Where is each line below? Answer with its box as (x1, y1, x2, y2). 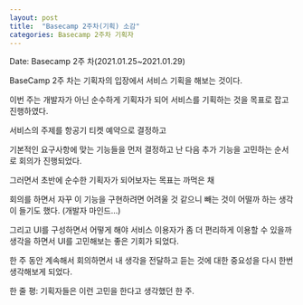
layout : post (9, 13, 59, 23)
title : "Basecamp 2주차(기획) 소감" (9, 22, 140, 31)
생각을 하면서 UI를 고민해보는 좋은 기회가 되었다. (9, 236, 179, 247)
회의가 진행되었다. (18, 156, 82, 167)
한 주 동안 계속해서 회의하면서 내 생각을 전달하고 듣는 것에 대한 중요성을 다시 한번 (9, 255, 294, 266)
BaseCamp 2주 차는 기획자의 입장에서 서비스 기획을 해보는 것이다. (9, 75, 242, 86)
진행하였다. (9, 106, 49, 117)
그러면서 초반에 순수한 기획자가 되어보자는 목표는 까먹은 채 (9, 175, 215, 186)
